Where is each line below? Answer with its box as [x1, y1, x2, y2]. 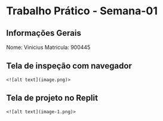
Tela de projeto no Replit [6, 93, 99, 103]
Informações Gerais [6, 28, 82, 38]
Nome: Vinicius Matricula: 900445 [6, 44, 91, 51]
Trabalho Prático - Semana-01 [6, 4, 158, 18]
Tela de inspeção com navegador [6, 61, 133, 71]
